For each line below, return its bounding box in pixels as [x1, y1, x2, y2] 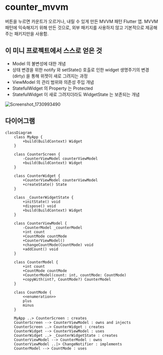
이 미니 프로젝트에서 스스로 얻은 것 [5, 46, 102, 55]
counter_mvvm [5, 1, 69, 13]
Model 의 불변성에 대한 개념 [12, 61, 66, 67]
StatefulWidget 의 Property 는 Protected [12, 85, 93, 91]
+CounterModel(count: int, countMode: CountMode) [23, 273, 127, 278]
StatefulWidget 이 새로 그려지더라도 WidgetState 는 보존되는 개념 [12, 91, 140, 97]
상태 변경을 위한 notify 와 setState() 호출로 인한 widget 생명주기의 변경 [12, 67, 149, 72]
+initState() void [23, 199, 61, 204]
